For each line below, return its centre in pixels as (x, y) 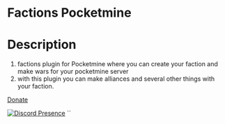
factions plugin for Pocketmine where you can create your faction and (117, 64)
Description (42, 45)
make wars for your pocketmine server (73, 72)
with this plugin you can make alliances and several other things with (116, 79)
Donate (18, 100)
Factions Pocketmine (69, 13)
